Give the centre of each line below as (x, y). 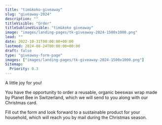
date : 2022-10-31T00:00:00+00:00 (39, 42)
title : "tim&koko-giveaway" (34, 10)
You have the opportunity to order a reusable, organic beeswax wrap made (81, 92)
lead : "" (14, 37)
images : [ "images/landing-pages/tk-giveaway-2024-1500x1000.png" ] (75, 60)
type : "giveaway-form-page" (34, 55)
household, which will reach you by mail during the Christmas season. (76, 117)
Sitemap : (14, 64)
